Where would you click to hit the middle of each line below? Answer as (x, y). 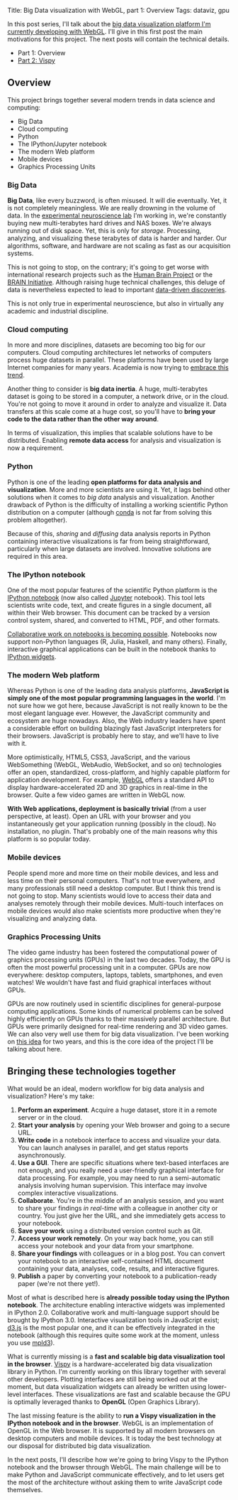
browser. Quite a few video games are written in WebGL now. (96, 795)
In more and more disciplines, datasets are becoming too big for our (106, 345)
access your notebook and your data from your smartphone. (106, 1245)
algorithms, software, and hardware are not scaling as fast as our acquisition (119, 246)
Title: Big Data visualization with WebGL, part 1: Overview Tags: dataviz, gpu (119, 10)
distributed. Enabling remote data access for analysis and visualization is (114, 441)
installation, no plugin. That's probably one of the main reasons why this (113, 832)
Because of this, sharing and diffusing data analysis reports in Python (109, 533)
